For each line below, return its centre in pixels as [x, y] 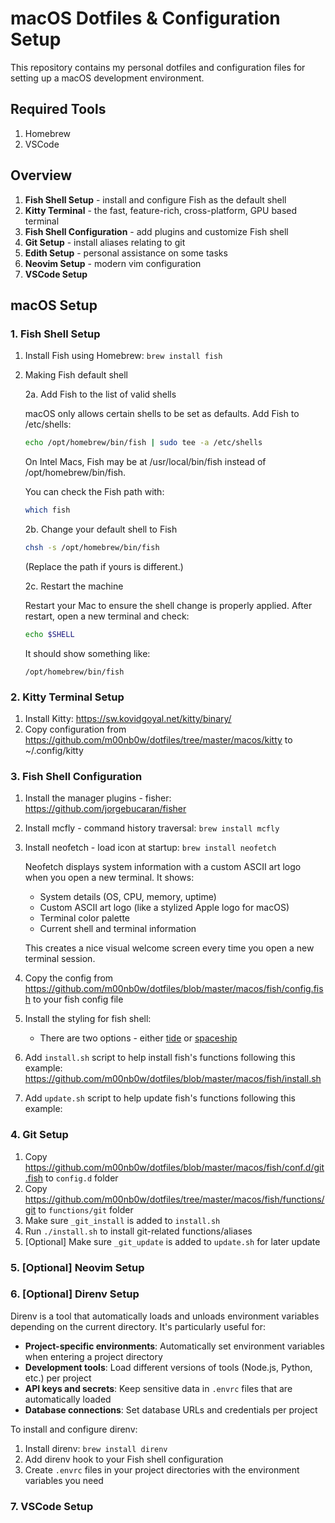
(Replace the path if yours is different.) [104, 566]
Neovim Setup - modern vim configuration [113, 263]
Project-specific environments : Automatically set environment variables [174, 1346]
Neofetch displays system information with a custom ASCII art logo [163, 867]
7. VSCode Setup [52, 1506]
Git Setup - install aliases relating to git [105, 242]
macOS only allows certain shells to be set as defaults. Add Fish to [162, 414]
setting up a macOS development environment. [107, 78]
